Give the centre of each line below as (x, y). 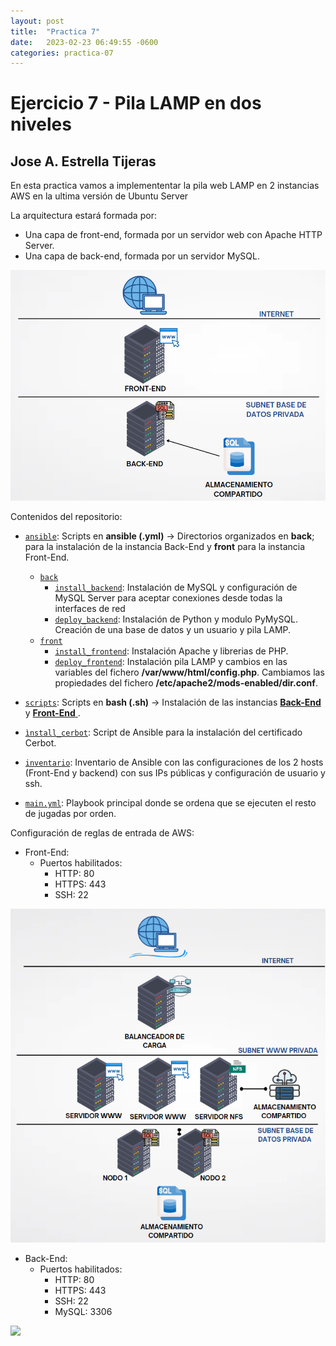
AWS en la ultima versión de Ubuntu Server (99, 196)
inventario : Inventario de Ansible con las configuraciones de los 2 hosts (174, 762)
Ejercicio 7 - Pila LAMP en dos (136, 103)
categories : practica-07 (62, 53)
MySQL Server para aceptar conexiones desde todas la (168, 598)
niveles (41, 124)
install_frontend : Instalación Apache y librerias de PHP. (171, 651)
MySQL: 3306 (83, 1312)
